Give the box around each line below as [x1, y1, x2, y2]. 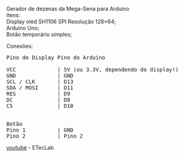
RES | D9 [6, 91, 71, 97]
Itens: [6, 11, 21, 19]
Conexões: [6, 42, 33, 50]
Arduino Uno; [6, 24, 39, 31]
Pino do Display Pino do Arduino [6, 54, 106, 61]
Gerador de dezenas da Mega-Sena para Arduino [6, 5, 130, 12]
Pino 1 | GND [6, 127, 74, 133]
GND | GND [6, 72, 74, 79]
